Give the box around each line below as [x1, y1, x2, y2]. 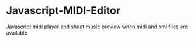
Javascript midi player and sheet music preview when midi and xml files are [6, 23, 188, 30]
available [6, 29, 28, 36]
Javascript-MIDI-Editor [6, 4, 121, 17]
